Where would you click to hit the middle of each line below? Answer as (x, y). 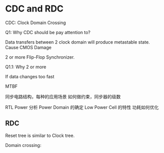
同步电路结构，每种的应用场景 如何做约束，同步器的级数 (63, 96)
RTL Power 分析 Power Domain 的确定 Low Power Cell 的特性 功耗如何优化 (82, 107)
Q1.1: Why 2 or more (26, 67)
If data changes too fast (30, 76)
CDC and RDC (34, 9)
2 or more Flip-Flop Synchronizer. (40, 57)
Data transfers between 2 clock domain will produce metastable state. (78, 42)
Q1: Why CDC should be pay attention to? (48, 32)
